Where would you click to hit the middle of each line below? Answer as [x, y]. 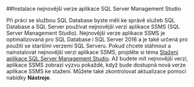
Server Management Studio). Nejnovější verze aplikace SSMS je [86, 33]
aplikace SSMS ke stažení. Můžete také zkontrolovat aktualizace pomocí [96, 71]
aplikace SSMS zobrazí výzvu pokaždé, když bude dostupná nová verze [96, 65]
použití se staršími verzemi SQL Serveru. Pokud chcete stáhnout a [89, 46]
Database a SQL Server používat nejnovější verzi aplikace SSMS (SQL [93, 27]
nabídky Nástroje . [29, 78]
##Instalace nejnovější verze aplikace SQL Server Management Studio [94, 9]
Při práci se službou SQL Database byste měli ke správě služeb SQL [91, 20]
